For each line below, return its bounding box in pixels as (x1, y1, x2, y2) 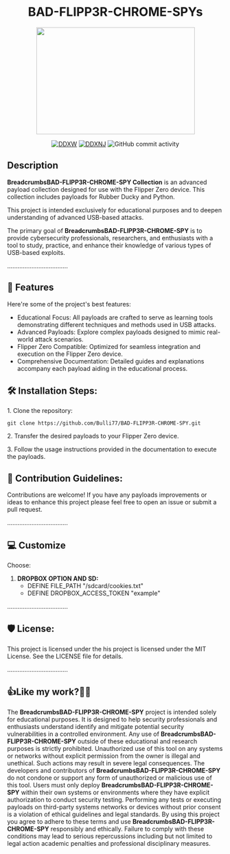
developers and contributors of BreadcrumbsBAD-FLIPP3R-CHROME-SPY (7, 766, 221, 774)
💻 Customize (7, 539, 67, 551)
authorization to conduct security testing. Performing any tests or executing (7, 795, 222, 804)
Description (7, 159, 58, 172)
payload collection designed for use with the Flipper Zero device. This (7, 185, 205, 193)
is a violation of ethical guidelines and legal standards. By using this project (7, 810, 220, 818)
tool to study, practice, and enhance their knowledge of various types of (7, 241, 211, 249)
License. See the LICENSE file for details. (7, 652, 124, 660)
